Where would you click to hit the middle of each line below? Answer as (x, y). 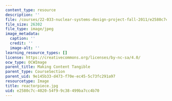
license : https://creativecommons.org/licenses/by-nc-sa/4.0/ (73, 57)
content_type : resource (31, 10)
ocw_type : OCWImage (26, 62)
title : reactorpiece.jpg (32, 86)
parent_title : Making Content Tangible (48, 67)
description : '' (23, 15)
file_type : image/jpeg (29, 29)
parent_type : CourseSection (35, 72)
